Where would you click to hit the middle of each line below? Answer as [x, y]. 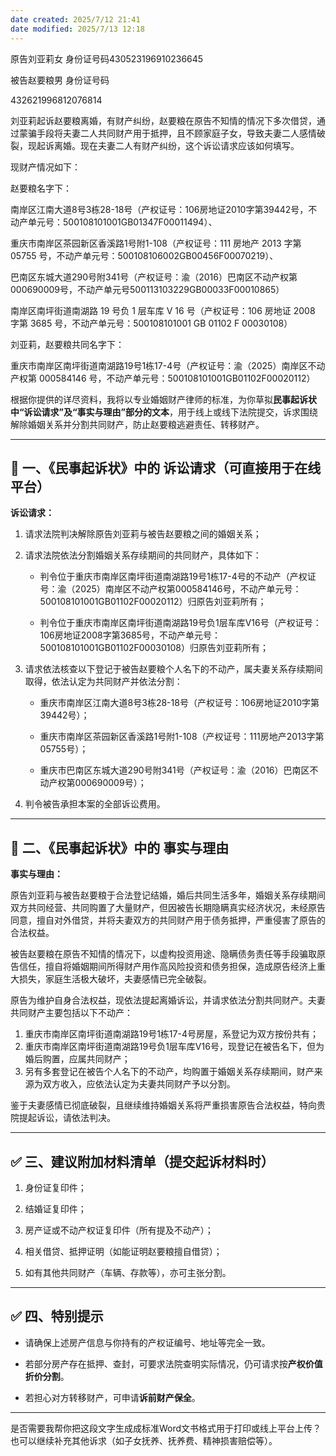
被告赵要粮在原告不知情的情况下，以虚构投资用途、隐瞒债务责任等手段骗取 [163, 954]
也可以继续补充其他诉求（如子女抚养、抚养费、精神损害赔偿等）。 [144, 1440]
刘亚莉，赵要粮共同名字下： [67, 344]
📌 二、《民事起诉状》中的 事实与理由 [120, 847]
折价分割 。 [47, 1376]
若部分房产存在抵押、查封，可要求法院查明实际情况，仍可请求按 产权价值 [173, 1363]
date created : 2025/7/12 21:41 [75, 19]
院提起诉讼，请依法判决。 [63, 1118]
